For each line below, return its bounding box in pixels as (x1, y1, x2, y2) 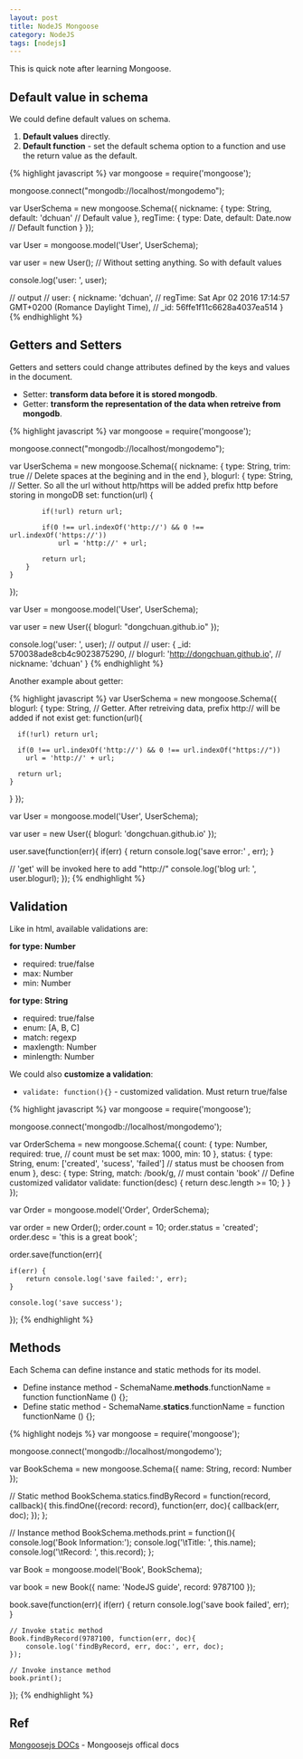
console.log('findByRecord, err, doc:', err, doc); (25, 1641, 224, 1651)
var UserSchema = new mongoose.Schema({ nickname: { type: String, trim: (9, 461, 291, 471)
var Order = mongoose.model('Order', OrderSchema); (9, 1204, 210, 1215)
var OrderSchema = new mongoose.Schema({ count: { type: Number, (9, 1138, 269, 1149)
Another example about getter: (9, 675, 124, 686)
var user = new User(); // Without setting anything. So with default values (9, 257, 282, 268)
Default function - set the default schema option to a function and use (22, 141, 287, 152)
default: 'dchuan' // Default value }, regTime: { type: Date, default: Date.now (9, 213, 292, 223)
